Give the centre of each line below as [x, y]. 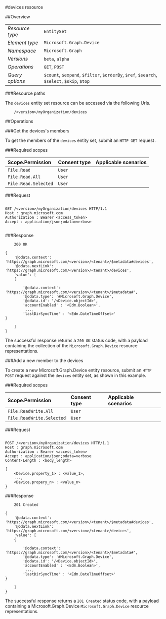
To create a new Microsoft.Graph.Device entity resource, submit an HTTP [78, 370]
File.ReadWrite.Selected [37, 418]
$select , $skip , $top [67, 81]
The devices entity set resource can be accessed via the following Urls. [78, 103]
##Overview [18, 17]
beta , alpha [57, 59]
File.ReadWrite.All [30, 411]
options [17, 81]
